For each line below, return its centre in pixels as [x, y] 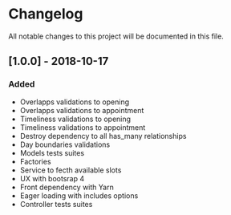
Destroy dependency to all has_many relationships [103, 136]
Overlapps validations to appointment [82, 110]
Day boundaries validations [65, 144]
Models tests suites [52, 152]
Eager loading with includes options [79, 195]
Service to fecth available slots [71, 170]
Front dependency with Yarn [67, 187]
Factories [35, 161]
